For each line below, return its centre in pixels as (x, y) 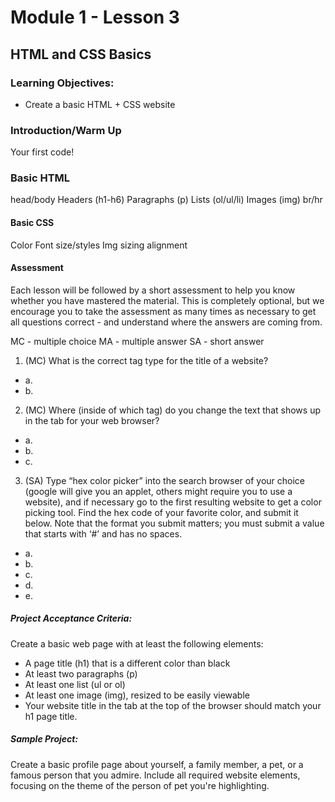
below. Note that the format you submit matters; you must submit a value (174, 523)
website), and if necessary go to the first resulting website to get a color (173, 502)
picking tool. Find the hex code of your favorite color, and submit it (161, 512)
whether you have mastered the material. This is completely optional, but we (167, 300)
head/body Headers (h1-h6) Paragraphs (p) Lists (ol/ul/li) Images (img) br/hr (166, 200)
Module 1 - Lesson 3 (95, 17)
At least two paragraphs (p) (81, 673)
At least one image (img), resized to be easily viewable (137, 695)
